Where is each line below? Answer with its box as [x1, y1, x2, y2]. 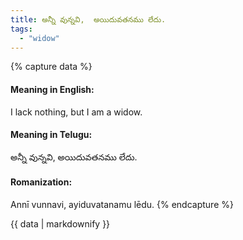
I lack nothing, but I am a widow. [10, 106, 143, 118]
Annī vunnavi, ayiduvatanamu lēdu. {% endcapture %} [10, 198, 234, 210]
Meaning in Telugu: [10, 129, 93, 141]
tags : [10, 24, 33, 34]
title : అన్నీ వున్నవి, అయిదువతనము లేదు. [10, 14, 167, 25]
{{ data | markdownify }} [10, 217, 111, 230]
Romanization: [10, 176, 73, 188]
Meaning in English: [10, 83, 95, 95]
